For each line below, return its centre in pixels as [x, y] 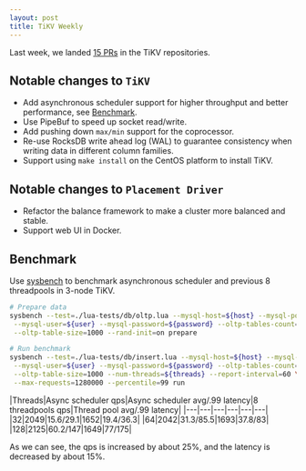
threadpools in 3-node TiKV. [62, 290]
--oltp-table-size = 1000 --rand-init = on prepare [105, 333]
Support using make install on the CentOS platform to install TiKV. [148, 161]
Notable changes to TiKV [80, 80]
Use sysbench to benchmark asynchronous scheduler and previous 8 [140, 281]
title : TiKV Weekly [46, 26]
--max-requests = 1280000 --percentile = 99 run [99, 383]
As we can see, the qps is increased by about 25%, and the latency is [140, 446]
